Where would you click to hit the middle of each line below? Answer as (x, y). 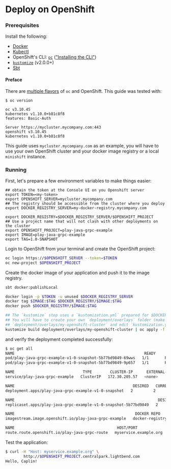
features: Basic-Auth (28, 118)
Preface (14, 80)
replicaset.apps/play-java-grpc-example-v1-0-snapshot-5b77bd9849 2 (82, 405)
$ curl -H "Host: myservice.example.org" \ (52, 452)
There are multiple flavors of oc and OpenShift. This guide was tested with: (83, 91)
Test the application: (27, 442)
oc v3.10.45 (18, 109)
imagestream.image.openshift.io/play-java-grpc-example (66, 419)
